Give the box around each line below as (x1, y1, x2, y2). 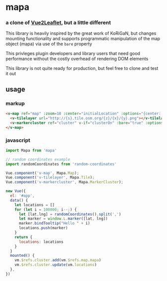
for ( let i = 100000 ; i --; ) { (14, 207, 77, 212)
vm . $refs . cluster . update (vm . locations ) (14, 262, 97, 268)
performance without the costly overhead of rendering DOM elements (5, 56, 149, 62)
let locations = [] (14, 202, 55, 207)
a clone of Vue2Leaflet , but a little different (5, 19, 111, 26)
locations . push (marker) (18, 225, 68, 230)
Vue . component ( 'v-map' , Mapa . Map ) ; (5, 170, 79, 175)
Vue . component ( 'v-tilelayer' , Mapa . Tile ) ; (5, 175, 95, 180)
